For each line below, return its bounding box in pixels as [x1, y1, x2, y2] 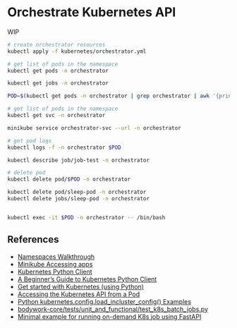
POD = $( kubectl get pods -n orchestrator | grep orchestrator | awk [7, 92, 210, 99]
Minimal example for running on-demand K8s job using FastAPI [17, 312, 202, 321]
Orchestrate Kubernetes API [7, 4, 176, 20]
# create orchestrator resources [7, 41, 106, 48]
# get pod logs [7, 137, 52, 145]
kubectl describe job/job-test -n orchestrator [7, 157, 150, 164]
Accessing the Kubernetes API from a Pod [17, 290, 140, 298]
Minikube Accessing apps [17, 260, 93, 268]
